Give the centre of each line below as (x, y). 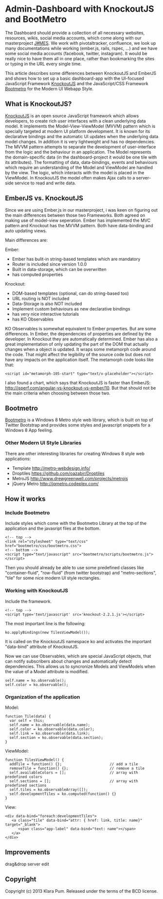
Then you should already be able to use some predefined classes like (75, 568)
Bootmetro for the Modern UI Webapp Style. (49, 89)
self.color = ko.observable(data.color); (52, 729)
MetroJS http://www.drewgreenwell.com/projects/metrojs (70, 478)
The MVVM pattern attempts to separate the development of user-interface (81, 146)
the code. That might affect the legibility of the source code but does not (78, 354)
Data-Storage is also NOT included (47, 304)
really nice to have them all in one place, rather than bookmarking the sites (80, 58)
